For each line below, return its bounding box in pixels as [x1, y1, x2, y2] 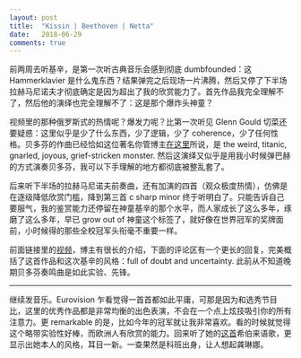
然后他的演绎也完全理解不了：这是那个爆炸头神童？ [24, 98, 213, 109]
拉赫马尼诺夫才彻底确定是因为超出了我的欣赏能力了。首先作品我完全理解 [9, 86, 276, 97]
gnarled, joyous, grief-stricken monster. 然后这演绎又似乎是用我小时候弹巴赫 [9, 150, 291, 162]
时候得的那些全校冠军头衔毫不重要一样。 [32, 225, 182, 236]
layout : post [9, 13, 58, 22]
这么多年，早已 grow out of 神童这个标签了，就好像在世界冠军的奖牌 [24, 214, 276, 225]
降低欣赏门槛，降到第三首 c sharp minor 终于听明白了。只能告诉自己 [32, 192, 285, 203]
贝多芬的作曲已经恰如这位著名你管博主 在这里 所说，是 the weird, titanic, [24, 139, 288, 150]
